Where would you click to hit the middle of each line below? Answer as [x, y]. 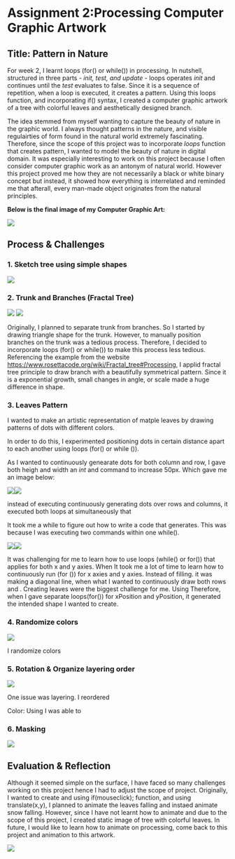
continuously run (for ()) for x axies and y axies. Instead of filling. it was [110, 574]
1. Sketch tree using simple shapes [67, 264]
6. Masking [27, 729]
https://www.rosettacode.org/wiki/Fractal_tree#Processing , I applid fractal [114, 364]
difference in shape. [36, 386]
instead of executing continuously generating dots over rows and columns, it [118, 504]
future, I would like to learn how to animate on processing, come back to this [117, 827]
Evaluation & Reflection [59, 766]
